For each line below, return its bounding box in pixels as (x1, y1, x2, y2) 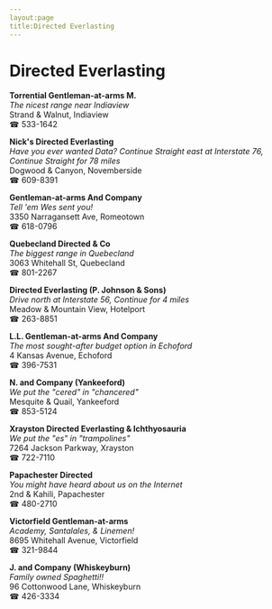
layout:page (9, 13, 54, 23)
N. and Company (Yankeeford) (9, 377, 126, 388)
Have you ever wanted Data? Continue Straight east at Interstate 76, (9, 146, 264, 157)
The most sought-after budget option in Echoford (9, 340, 193, 352)
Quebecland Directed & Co (9, 238, 111, 249)
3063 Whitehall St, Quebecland (9, 258, 126, 269)
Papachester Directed (9, 470, 93, 481)
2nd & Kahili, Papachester (9, 489, 105, 500)
